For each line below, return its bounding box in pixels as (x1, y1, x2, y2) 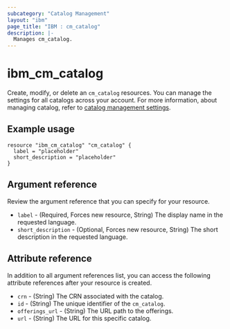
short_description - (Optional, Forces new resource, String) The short (17, 225, 218, 233)
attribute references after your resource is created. (7, 278, 152, 287)
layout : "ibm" (7, 17, 48, 24)
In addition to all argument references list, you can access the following (7, 271, 211, 279)
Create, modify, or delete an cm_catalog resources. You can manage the (7, 89, 213, 97)
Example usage (7, 123, 75, 135)
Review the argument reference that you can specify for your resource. (7, 197, 210, 205)
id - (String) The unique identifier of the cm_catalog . (17, 299, 166, 308)
